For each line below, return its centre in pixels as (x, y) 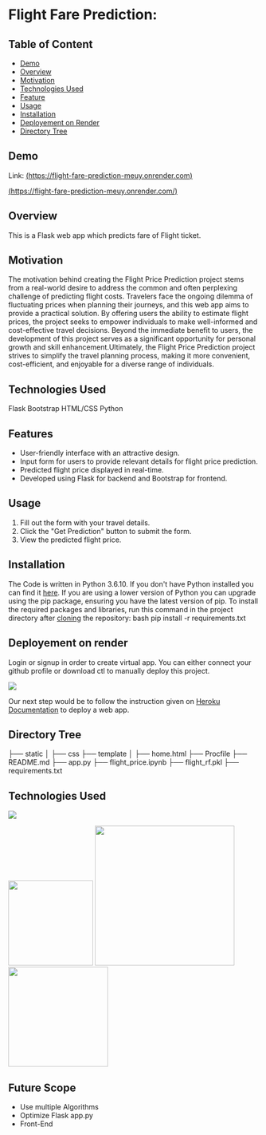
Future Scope (42, 1088)
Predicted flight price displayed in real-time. (92, 470)
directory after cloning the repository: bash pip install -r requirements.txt (127, 618)
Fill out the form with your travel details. (85, 522)
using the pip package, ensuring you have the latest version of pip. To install (133, 601)
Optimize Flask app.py (57, 1115)
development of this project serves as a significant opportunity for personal (132, 339)
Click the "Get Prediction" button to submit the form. (106, 531)
